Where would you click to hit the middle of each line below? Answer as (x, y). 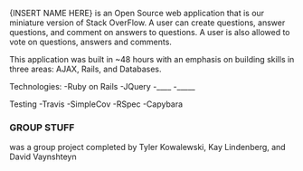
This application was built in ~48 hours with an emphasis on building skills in (152, 59)
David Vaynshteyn (43, 157)
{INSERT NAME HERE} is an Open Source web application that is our (137, 13)
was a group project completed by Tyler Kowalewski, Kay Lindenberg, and (148, 147)
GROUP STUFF (42, 128)
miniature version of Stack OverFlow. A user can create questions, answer (147, 23)
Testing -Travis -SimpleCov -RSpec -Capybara (96, 104)
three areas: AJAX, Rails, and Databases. (85, 69)
